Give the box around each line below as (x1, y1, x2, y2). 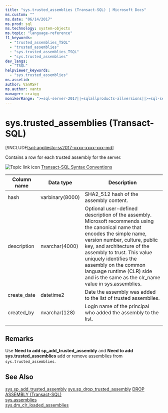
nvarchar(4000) (40, 243, 78, 250)
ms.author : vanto (5, 86, 41, 92)
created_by (7, 309, 34, 316)
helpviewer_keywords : (5, 68, 50, 73)
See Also (5, 373, 33, 381)
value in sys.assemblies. (84, 280, 142, 287)
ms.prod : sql (5, 21, 32, 27)
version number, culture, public (84, 237, 158, 244)
